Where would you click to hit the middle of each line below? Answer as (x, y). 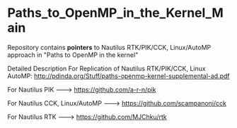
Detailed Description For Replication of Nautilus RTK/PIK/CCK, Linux (107, 68)
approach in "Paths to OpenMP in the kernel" (73, 55)
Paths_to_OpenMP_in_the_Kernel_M (116, 13)
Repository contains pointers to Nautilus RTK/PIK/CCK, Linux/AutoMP (109, 47)
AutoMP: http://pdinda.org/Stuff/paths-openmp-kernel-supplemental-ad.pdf (118, 76)
